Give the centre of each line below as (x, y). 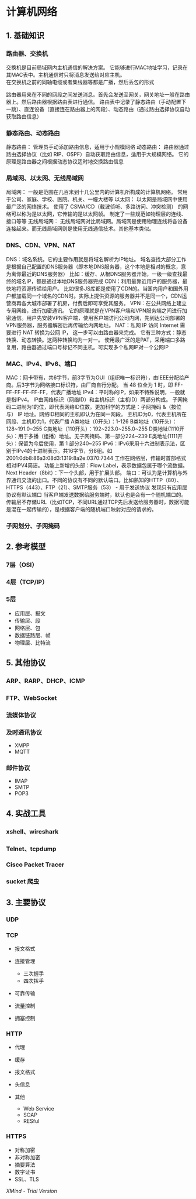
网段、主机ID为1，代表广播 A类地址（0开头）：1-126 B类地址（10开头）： (92, 422)
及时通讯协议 (24, 732)
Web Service (38, 1109)
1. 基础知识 (25, 35)
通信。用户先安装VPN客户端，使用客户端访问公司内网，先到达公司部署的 (98, 317)
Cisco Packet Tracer (35, 865)
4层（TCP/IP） (27, 582)
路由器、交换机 (27, 53)
